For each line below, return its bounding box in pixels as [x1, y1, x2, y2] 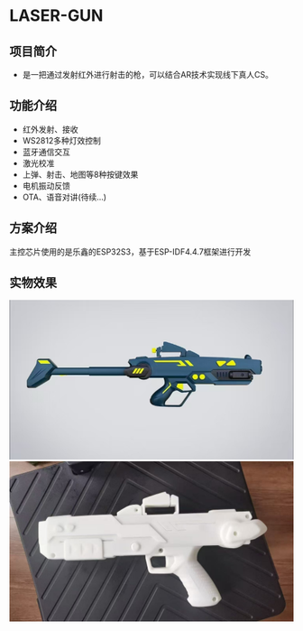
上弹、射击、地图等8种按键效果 [22, 169, 139, 180]
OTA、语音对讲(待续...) [22, 191, 106, 202]
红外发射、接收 [22, 124, 78, 135]
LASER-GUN [9, 5, 104, 26]
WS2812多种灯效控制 [22, 135, 102, 145]
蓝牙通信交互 [22, 146, 70, 157]
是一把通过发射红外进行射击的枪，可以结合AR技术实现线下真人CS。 [22, 70, 273, 79]
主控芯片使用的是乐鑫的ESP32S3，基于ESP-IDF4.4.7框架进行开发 [9, 246, 252, 257]
